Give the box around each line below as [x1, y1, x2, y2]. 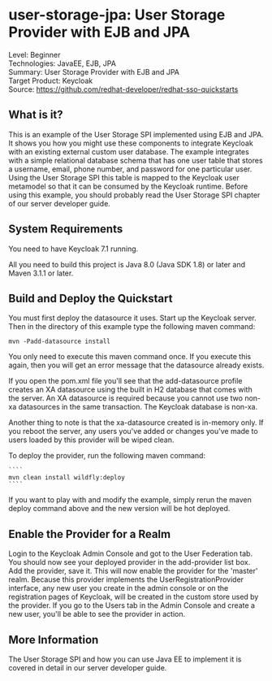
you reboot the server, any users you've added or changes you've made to [8, 427, 258, 436]
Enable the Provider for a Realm [8, 527, 171, 541]
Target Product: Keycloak [8, 76, 93, 85]
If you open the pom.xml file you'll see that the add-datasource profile [8, 376, 243, 386]
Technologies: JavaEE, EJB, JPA [8, 59, 116, 68]
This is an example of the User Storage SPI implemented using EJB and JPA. [8, 129, 264, 139]
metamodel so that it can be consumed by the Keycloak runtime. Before [8, 181, 248, 191]
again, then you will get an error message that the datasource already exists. [8, 360, 265, 371]
